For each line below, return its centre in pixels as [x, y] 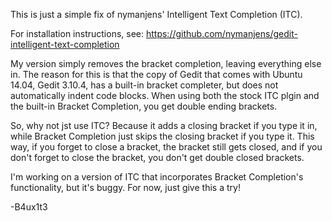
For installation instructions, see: [77, 33]
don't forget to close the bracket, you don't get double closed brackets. [157, 157]
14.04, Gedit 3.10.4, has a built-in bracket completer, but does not [144, 85]
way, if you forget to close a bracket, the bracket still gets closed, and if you [166, 147]
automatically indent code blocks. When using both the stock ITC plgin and [165, 95]
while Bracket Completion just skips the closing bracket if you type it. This [162, 136]
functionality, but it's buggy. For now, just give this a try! [125, 187]
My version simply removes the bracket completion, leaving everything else [166, 63]
